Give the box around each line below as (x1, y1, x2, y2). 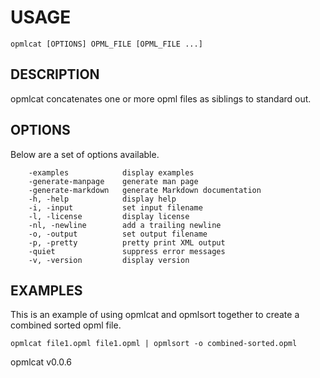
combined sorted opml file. (10, 319, 122, 331)
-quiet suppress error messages (28, 246, 226, 256)
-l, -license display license (28, 211, 190, 221)
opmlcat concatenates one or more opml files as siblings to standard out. (10, 92, 312, 105)
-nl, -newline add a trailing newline (28, 220, 222, 230)
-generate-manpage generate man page (28, 176, 199, 186)
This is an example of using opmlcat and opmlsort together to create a (10, 309, 300, 321)
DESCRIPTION (10, 66, 100, 83)
